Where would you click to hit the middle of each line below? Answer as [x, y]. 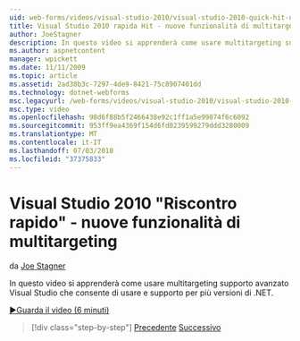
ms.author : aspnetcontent [57, 51]
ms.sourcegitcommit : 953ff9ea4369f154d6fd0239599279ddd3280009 [129, 126]
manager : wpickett [43, 59]
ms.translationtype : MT [54, 134]
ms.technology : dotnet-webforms [69, 92]
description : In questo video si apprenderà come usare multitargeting [145, 43]
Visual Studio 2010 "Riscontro [123, 203]
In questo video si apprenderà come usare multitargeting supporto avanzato [149, 284]
